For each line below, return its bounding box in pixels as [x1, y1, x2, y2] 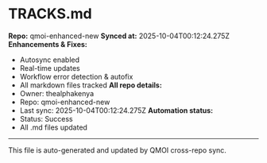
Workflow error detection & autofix [19, 72, 133, 81]
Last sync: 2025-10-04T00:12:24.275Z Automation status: [19, 105, 214, 115]
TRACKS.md [8, 5, 93, 23]
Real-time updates [19, 63, 81, 72]
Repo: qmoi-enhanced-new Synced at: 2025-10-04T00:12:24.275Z [8, 31, 230, 41]
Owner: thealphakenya [19, 88, 95, 98]
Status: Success [19, 114, 73, 123]
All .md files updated [19, 122, 87, 132]
